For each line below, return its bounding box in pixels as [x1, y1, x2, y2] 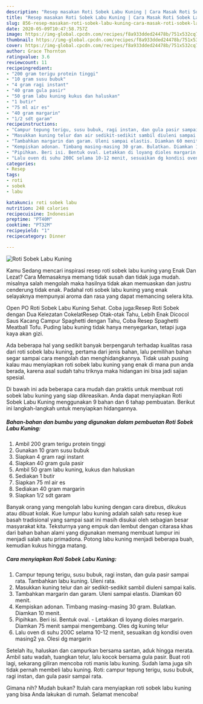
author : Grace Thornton [6, 48, 66, 54]
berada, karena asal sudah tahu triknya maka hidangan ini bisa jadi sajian [6, 367, 188, 375]
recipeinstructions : [6, 121, 59, 128]
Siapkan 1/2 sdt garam [14, 491, 71, 499]
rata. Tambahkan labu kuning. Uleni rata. [14, 577, 116, 584]
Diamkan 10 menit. [14, 609, 62, 616]
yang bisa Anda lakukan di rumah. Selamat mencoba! [6, 690, 139, 698]
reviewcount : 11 [6, 59, 47, 65]
